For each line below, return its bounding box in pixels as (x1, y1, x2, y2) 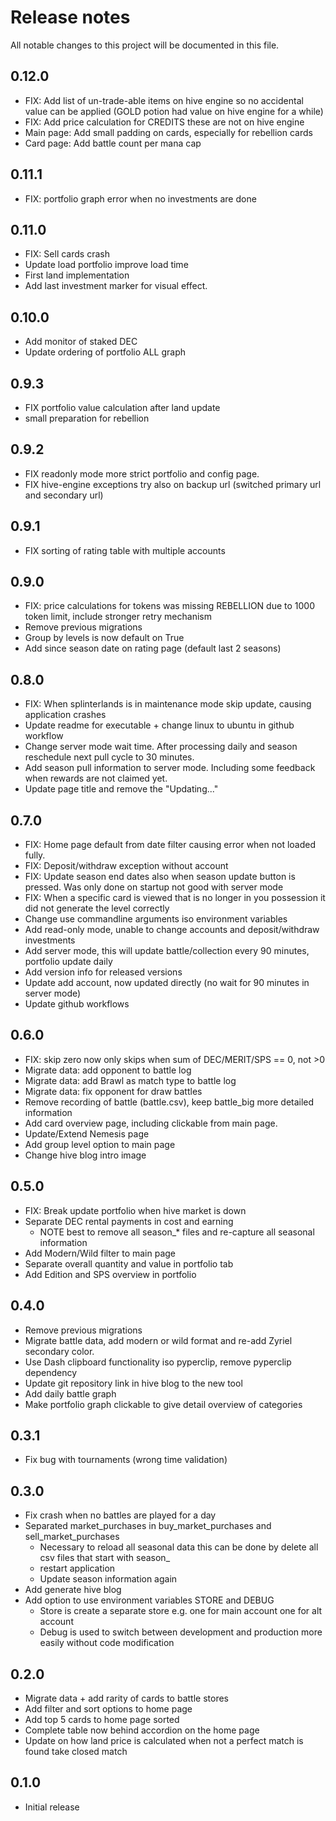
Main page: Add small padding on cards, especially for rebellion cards (24, 126, 313, 138)
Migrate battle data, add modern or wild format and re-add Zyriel (24, 1334, 293, 1346)
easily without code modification (39, 1637, 175, 1649)
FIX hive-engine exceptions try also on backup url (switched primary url (24, 478, 322, 490)
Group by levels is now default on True (24, 632, 185, 644)
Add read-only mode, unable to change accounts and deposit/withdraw (24, 924, 320, 936)
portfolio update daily (24, 956, 113, 968)
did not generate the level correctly (24, 902, 170, 915)
